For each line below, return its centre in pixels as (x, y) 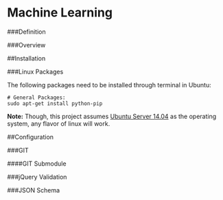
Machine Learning (60, 13)
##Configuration (30, 137)
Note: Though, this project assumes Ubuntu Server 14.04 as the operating (112, 116)
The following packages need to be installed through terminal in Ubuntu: (109, 85)
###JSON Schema (34, 190)
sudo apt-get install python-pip (55, 103)
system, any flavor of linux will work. (59, 123)
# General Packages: (37, 98)
